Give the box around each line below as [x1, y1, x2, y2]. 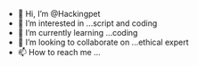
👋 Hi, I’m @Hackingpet [17, 9, 101, 19]
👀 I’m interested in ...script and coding [17, 18, 158, 29]
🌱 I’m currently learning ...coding [17, 28, 138, 37]
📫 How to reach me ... [17, 47, 101, 57]
